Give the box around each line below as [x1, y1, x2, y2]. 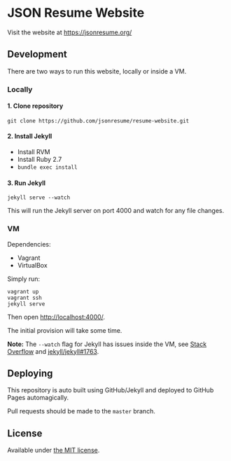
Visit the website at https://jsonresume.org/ [7, 28, 132, 36]
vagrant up [7, 288, 39, 295]
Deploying [7, 367, 53, 379]
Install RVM [17, 148, 50, 156]
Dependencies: [7, 240, 51, 248]
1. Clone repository [7, 102, 64, 110]
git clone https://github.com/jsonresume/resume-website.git [7, 117, 190, 124]
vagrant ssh [7, 294, 42, 301]
